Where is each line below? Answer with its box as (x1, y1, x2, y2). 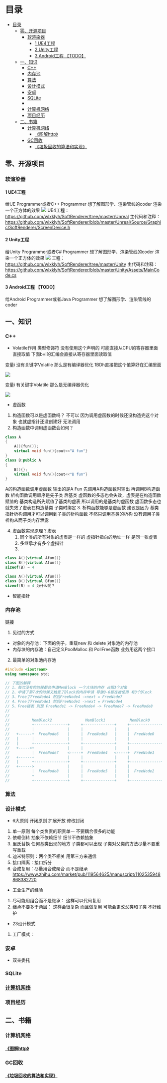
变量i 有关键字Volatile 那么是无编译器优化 (5, 381, 89, 387)
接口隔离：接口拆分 (12, 859, 52, 866)
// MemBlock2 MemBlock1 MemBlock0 (5, 718, 150, 722)
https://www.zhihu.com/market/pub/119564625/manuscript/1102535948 (12, 871, 161, 877)
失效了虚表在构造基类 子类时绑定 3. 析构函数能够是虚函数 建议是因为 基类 (9, 505, 159, 511)
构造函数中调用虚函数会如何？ (12, 424, 74, 430)
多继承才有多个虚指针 (19, 540, 64, 546)
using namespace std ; (5, 672, 50, 677)
